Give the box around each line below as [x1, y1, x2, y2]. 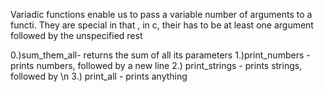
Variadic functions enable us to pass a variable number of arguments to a [10, 9, 313, 20]
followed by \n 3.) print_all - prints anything [10, 70, 188, 82]
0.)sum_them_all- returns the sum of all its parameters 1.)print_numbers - [10, 49, 311, 61]
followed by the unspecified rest [10, 30, 143, 41]
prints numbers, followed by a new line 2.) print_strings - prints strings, [10, 60, 303, 71]
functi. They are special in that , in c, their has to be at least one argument [10, 19, 314, 31]
